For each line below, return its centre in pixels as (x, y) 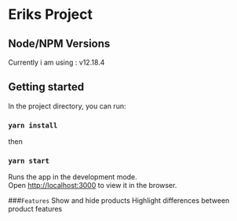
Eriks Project (50, 15)
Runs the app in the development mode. (73, 177)
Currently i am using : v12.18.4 (57, 62)
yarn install (33, 125)
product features (35, 209)
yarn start (29, 161)
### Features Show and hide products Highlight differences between (119, 201)
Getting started (46, 87)
